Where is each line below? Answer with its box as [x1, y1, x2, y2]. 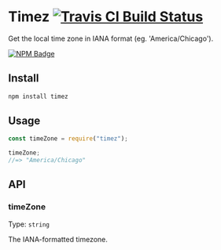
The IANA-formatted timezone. [8, 234, 109, 244]
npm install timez [8, 92, 68, 100]
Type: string [8, 219, 50, 229]
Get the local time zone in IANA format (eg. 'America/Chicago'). [8, 34, 214, 43]
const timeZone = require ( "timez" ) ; [8, 135, 128, 143]
